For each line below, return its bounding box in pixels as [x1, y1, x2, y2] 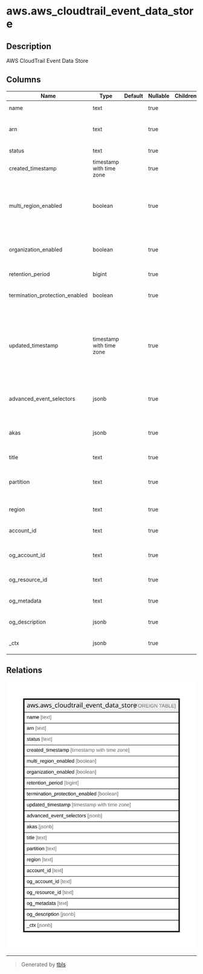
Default [124, 92, 143, 100]
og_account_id [8, 551, 45, 558]
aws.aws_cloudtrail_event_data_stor [6, 4, 194, 18]
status [8, 147, 25, 154]
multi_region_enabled [8, 202, 62, 210]
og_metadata [8, 597, 42, 604]
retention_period [8, 270, 50, 277]
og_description [8, 618, 47, 626]
